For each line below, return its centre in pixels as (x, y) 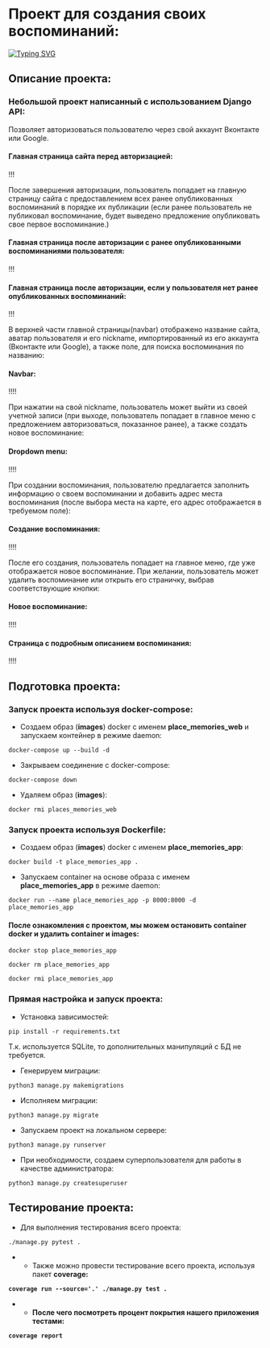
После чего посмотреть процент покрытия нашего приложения (145, 1312)
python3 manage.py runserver (57, 1145)
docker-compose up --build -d (59, 750)
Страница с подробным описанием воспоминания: (100, 643)
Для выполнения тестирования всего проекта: (100, 1227)
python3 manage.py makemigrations (66, 1085)
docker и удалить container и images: (74, 933)
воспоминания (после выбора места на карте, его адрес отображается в (135, 502)
